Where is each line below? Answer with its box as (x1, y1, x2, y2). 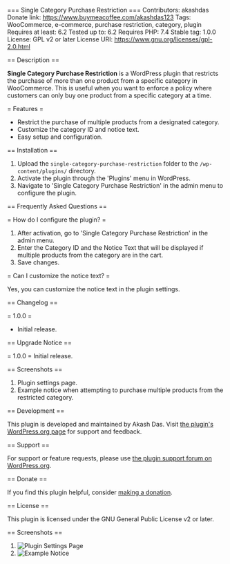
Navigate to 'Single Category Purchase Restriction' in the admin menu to (17, 182, 223, 189)
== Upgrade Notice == (7, 338, 73, 347)
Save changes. (17, 258, 60, 266)
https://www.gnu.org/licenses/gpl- (113, 35, 213, 43)
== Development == (7, 407, 65, 415)
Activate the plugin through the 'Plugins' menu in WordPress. (17, 174, 191, 182)
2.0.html (7, 43, 31, 50)
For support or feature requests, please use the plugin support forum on (7, 454, 213, 462)
